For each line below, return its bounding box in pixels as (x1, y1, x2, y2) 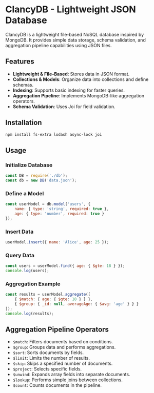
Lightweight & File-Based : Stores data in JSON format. (12, 71, 130, 77)
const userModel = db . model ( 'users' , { (5, 201, 91, 207)
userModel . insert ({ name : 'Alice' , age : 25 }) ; (5, 239, 109, 244)
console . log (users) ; (5, 268, 50, 274)
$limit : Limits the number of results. (12, 355, 90, 361)
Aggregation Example (5, 280, 61, 287)
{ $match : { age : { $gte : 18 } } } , (14, 297, 93, 302)
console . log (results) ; (5, 311, 54, 316)
